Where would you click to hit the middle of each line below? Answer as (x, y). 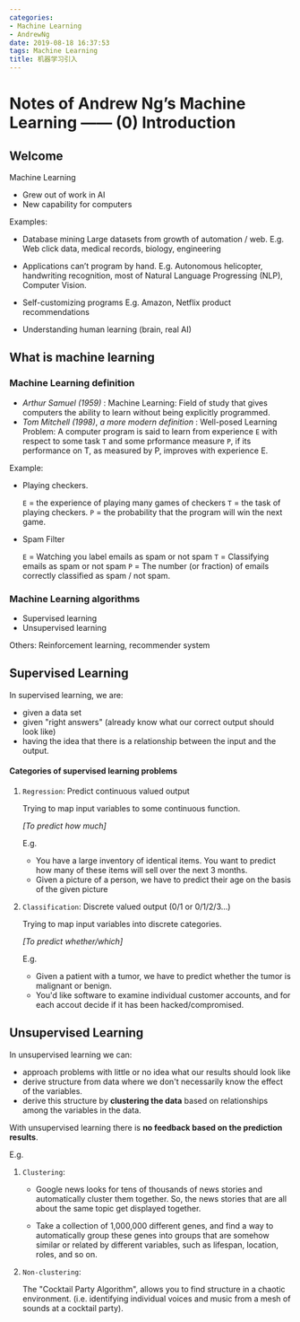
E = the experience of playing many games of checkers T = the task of (151, 503)
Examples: (28, 222)
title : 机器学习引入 (43, 59)
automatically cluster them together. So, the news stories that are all (161, 1198)
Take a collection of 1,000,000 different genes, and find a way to (154, 1225)
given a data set (52, 712)
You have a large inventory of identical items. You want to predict (155, 861)
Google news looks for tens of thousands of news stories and (149, 1189)
